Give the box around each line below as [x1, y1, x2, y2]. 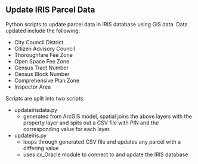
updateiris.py [14, 132, 47, 139]
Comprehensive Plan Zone [14, 77, 80, 84]
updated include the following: [5, 27, 81, 34]
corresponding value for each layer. [23, 125, 111, 132]
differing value [23, 144, 59, 151]
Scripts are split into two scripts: [5, 95, 85, 102]
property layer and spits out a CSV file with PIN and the [23, 119, 159, 126]
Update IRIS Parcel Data [5, 5, 95, 15]
